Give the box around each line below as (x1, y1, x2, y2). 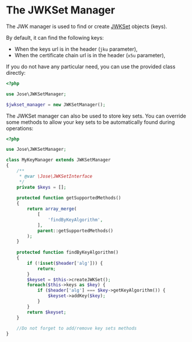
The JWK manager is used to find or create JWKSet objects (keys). (6, 23, 167, 30)
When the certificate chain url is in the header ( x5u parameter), (14, 51, 166, 58)
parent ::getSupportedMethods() (37, 227, 114, 234)
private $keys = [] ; (16, 184, 67, 190)
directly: (6, 69, 26, 76)
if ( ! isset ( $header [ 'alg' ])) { (27, 260, 103, 266)
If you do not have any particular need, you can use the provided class (6, 63, 176, 70)
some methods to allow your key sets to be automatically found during (6, 118, 175, 126)
